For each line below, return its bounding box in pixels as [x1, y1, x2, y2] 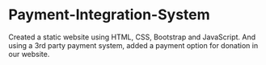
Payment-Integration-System [8, 6, 210, 24]
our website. [8, 49, 50, 59]
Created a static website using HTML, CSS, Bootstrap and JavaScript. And [8, 32, 256, 42]
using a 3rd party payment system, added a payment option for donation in [8, 40, 259, 50]
